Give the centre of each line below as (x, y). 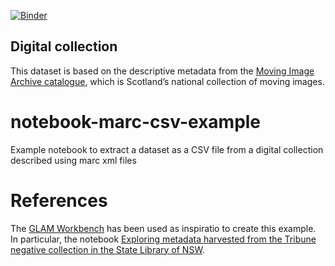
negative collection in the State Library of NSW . (107, 249)
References (59, 200)
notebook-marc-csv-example (136, 122)
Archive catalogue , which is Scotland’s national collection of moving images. (167, 81)
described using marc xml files (73, 160)
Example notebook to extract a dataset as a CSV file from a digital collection (167, 149)
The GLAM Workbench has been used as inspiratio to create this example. (163, 228)
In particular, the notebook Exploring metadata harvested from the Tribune (163, 239)
